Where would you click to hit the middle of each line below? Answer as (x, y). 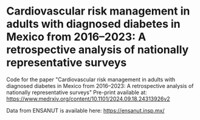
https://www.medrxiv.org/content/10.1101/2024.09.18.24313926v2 (88, 99)
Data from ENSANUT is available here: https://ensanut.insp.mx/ (86, 110)
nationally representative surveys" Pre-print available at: (77, 92)
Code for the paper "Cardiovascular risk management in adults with (91, 79)
